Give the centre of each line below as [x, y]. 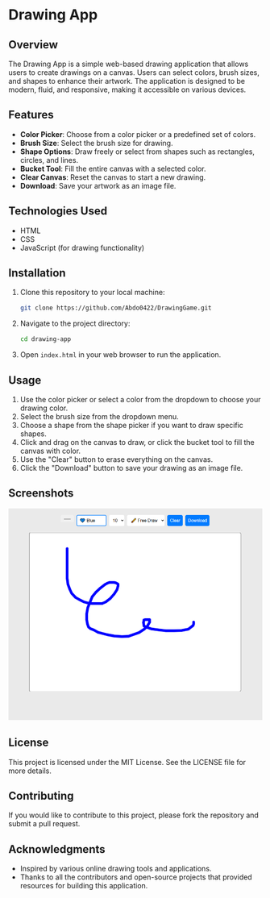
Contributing [41, 796]
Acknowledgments [57, 849]
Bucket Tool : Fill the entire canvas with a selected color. [113, 168]
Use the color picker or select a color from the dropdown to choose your [140, 399]
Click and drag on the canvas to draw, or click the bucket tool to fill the [137, 442]
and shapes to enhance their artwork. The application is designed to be [127, 81]
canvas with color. [50, 451]
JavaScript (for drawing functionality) [82, 247]
